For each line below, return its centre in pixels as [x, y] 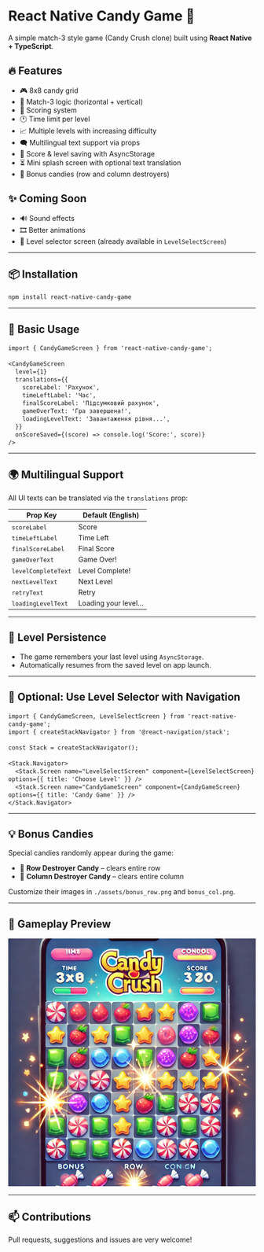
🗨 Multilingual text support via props [79, 142]
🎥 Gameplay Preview [60, 924]
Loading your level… [111, 603]
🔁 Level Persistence [57, 637]
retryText [27, 593]
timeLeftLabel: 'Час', [59, 396]
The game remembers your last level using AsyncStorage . [112, 657]
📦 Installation [43, 274]
